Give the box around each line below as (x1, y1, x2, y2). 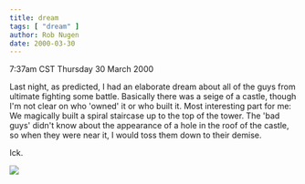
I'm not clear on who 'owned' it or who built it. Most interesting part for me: (9, 101, 292, 112)
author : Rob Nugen (9, 30, 79, 39)
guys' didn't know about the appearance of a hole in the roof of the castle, (9, 120, 289, 131)
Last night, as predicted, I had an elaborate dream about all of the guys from (9, 81, 296, 92)
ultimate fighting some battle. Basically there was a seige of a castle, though (9, 91, 297, 102)
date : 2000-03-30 (9, 38, 76, 48)
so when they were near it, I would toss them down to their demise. (9, 129, 262, 141)
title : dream (9, 13, 59, 23)
